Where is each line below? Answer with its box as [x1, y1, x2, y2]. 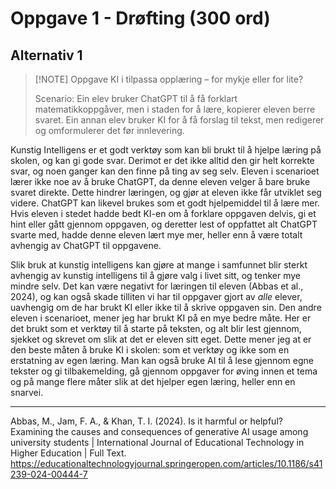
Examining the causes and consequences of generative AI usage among [10, 426, 309, 437]
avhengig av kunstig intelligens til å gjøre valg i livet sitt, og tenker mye [10, 270, 301, 281]
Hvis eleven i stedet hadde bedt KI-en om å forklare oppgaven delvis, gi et [10, 208, 317, 219]
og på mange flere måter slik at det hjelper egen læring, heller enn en [10, 376, 296, 387]
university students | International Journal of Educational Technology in [10, 437, 305, 448]
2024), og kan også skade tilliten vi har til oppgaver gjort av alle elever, [10, 291, 303, 302]
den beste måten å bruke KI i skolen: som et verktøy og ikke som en [10, 344, 290, 356]
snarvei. [10, 387, 44, 398]
